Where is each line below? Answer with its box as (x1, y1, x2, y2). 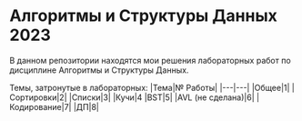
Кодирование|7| (9, 101, 72, 112)
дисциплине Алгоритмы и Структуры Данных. (9, 65, 189, 76)
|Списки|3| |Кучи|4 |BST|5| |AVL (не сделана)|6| (68, 92, 255, 103)
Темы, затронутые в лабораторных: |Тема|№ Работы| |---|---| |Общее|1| (9, 82, 290, 93)
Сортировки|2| (9, 92, 67, 103)
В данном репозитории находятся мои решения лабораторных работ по (9, 55, 291, 66)
